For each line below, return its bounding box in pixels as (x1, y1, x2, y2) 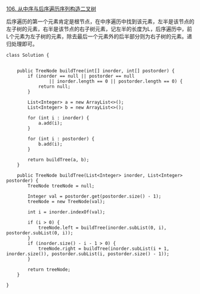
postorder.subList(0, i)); (6, 230, 73, 236)
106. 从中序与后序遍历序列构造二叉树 (6, 5, 97, 12)
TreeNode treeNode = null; (27, 183, 95, 189)
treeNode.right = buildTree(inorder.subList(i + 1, (38, 246, 170, 252)
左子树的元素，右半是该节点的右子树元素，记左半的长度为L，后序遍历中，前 (6, 26, 192, 32)
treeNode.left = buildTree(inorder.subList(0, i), (38, 225, 167, 231)
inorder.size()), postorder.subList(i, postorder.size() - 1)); (6, 251, 170, 257)
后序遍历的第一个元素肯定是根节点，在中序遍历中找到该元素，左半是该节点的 (6, 18, 195, 25)
